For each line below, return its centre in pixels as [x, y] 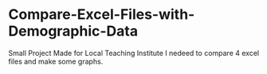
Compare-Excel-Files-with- [102, 15]
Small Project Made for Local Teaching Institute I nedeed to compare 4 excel [134, 53]
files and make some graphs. [56, 61]
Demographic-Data [73, 31]
